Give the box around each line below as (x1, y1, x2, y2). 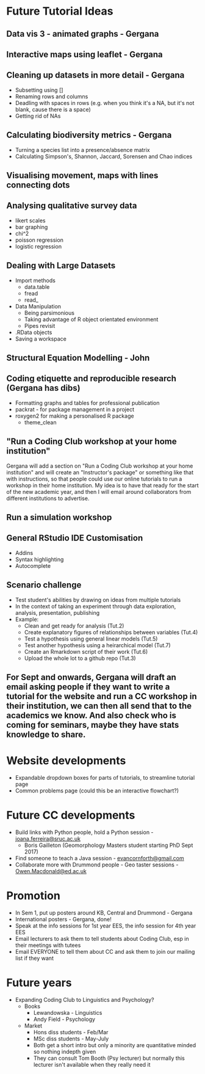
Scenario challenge (6, 580, 82, 590)
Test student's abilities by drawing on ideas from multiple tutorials (15, 596, 181, 603)
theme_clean (24, 418, 57, 426)
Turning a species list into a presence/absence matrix (15, 146, 151, 153)
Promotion (6, 889, 61, 903)
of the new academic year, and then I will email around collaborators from (6, 488, 192, 495)
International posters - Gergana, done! (15, 915, 112, 923)
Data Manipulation (15, 302, 62, 310)
